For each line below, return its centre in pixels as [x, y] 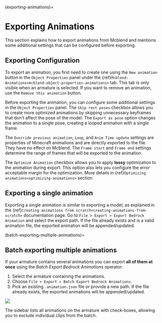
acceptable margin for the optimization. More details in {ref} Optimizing [75, 172]
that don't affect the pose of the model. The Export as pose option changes [80, 118]
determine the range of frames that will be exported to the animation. [74, 153]
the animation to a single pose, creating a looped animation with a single [77, 123]
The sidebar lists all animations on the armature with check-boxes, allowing [80, 310]
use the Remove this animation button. [44, 93]
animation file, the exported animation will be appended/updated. [70, 225]
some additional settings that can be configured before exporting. [71, 45]
